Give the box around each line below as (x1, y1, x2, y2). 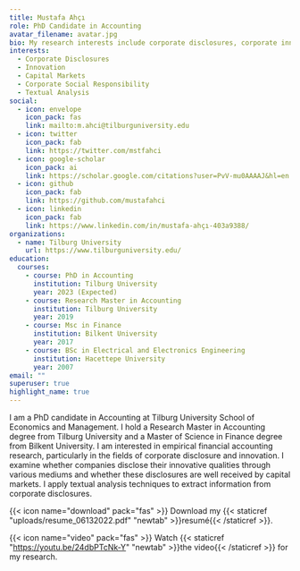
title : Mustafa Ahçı (9, 13, 87, 22)
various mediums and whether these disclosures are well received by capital (9, 469, 291, 480)
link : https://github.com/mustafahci (25, 196, 166, 206)
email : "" (9, 371, 46, 380)
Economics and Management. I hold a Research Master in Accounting (9, 422, 266, 432)
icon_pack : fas (25, 113, 82, 122)
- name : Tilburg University (17, 238, 122, 247)
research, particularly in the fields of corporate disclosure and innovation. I (9, 450, 284, 461)
